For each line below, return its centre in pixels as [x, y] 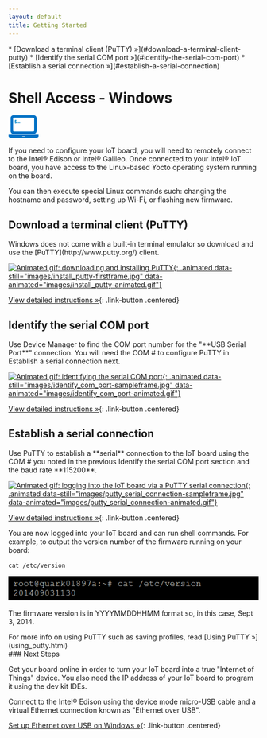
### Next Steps [34, 654]
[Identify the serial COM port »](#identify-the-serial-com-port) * [140, 57]
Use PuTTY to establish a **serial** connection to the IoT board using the [129, 453]
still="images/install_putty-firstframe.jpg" [76, 276]
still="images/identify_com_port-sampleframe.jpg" [91, 385]
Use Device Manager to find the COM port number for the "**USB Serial [127, 344]
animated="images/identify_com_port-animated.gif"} [95, 394]
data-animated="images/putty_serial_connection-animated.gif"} [113, 502]
